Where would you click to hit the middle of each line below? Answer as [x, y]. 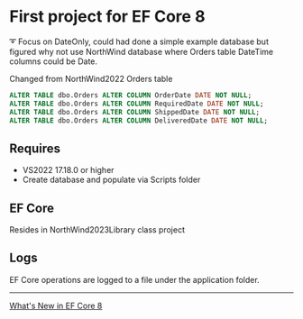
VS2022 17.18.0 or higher [68, 170]
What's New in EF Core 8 [56, 305]
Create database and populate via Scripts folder [111, 180]
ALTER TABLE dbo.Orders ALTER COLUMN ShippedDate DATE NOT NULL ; [134, 112]
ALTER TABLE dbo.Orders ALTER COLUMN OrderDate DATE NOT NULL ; [131, 95]
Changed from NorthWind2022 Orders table [91, 78]
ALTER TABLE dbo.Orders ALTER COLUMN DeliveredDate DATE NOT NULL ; [139, 120]
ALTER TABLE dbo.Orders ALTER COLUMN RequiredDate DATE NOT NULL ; [137, 104]
